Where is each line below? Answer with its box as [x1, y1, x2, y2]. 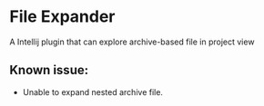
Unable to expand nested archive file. [22, 86, 164, 97]
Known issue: [9, 63, 89, 78]
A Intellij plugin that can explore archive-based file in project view [9, 36, 255, 47]
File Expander [9, 6, 116, 27]
